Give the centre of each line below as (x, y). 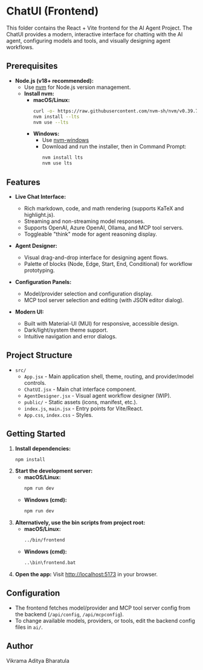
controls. (35, 382)
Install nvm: (39, 93)
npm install (30, 459)
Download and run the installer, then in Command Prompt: (114, 147)
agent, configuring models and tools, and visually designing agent (88, 40)
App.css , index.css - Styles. (59, 414)
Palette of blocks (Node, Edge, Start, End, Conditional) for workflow (108, 263)
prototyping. (40, 270)
